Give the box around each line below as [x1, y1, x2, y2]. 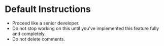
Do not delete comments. [12, 36, 65, 42]
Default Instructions [5, 3, 91, 15]
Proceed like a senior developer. [12, 20, 80, 26]
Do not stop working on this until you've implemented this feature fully [12, 25, 159, 31]
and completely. [12, 30, 46, 36]
